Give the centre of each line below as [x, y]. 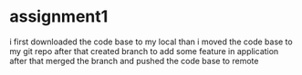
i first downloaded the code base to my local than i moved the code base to [151, 42]
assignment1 [59, 17]
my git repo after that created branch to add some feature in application [144, 51]
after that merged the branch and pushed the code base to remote [134, 61]
